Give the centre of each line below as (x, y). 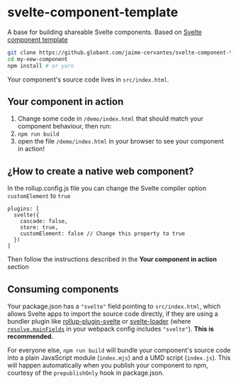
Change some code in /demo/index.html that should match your (110, 119)
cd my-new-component (38, 59)
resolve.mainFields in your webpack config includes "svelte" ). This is (111, 329)
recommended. (30, 336)
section (18, 267)
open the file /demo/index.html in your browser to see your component (121, 141)
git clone (22, 53)
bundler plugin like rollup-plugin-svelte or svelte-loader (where (99, 321)
